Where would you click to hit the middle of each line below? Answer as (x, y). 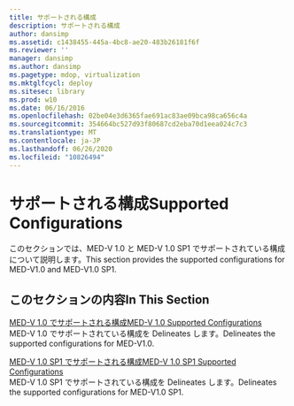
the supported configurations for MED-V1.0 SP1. (97, 392)
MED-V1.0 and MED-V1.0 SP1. (63, 270)
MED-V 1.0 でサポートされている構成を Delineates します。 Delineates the (143, 333)
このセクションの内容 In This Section (109, 299)
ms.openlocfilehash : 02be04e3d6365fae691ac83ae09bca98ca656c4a (128, 116)
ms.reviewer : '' (39, 50)
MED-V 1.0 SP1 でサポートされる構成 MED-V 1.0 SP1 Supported (123, 362)
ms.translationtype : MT (53, 133)
